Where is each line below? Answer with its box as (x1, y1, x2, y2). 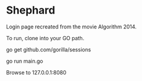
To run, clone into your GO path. (6, 34, 85, 41)
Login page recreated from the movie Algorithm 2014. (6, 23, 137, 30)
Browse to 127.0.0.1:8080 (6, 69, 67, 76)
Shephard (6, 4, 56, 17)
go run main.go (6, 57, 43, 64)
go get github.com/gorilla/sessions (6, 46, 91, 53)
